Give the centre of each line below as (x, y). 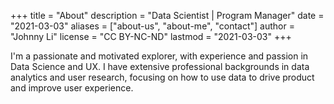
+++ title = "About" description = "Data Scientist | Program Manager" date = (167, 15)
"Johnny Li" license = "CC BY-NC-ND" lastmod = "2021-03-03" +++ (151, 36)
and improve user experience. (72, 88)
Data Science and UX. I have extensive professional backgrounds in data (160, 66)
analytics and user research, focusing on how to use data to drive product (162, 77)
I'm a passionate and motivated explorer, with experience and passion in (159, 56)
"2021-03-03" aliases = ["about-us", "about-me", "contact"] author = (152, 26)
